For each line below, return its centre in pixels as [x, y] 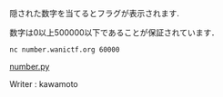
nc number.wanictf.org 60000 [65, 50]
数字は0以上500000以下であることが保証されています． [115, 33]
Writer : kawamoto [44, 84]
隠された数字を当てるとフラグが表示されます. [95, 13]
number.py [30, 67]
